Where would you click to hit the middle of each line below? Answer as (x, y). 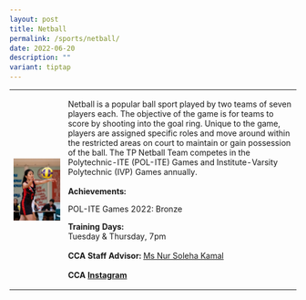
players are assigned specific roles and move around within (179, 133)
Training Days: (96, 226)
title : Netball (38, 29)
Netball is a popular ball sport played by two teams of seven (180, 104)
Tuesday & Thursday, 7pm (117, 236)
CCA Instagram (97, 274)
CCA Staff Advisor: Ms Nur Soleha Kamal (146, 255)
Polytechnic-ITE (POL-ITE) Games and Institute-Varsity (173, 162)
